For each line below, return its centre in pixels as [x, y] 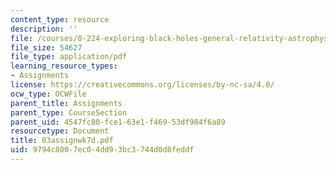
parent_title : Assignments [66, 103]
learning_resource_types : [64, 66]
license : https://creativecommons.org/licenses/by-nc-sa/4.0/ [142, 85]
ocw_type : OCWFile [48, 94]
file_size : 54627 [46, 47]
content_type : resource [60, 19]
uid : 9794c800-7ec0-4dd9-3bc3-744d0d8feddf [102, 150]
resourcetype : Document [60, 131]
